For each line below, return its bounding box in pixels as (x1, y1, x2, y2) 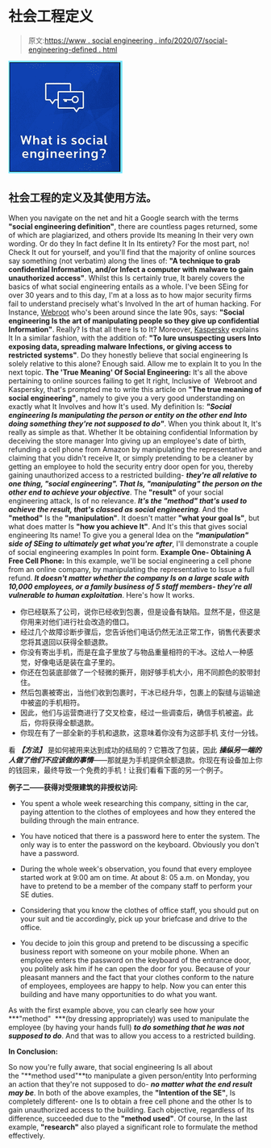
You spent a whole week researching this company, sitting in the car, (19, 798, 248, 808)
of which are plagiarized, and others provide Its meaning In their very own (8, 230, 254, 240)
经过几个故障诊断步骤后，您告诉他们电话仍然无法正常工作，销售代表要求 (19, 627, 261, 637)
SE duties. (19, 889, 54, 900)
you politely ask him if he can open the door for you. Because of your (19, 963, 251, 973)
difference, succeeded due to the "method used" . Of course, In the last (8, 1113, 248, 1123)
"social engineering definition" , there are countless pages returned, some (8, 221, 258, 231)
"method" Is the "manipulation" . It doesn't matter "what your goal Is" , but (8, 513, 260, 523)
